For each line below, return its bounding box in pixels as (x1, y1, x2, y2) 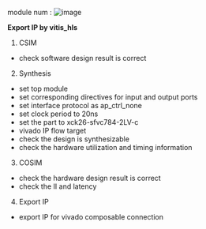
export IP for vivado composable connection (18, 212, 163, 221)
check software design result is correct (18, 54, 147, 62)
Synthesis (18, 69, 52, 78)
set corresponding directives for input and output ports (18, 92, 198, 102)
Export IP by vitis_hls (7, 23, 78, 32)
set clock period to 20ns (18, 109, 99, 118)
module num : (7, 8, 52, 17)
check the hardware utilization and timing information (18, 143, 193, 152)
